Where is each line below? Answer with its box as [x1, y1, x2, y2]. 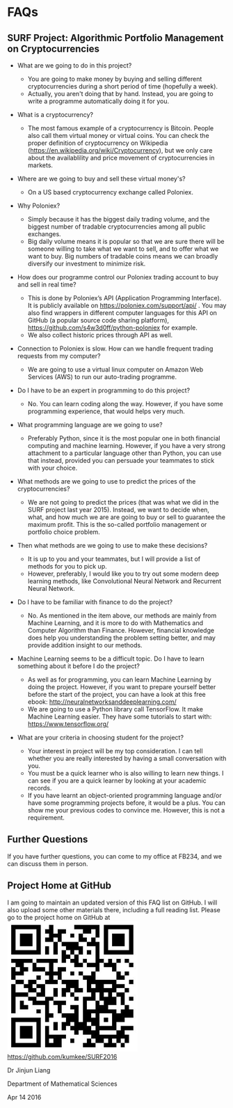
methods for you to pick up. [27, 562, 107, 570]
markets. [27, 161, 54, 169]
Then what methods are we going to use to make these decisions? [17, 541, 208, 549]
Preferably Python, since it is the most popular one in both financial [27, 434, 220, 443]
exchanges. [27, 230, 61, 238]
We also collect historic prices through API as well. [27, 331, 173, 339]
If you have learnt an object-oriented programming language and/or [27, 792, 222, 799]
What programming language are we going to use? [17, 421, 163, 429]
